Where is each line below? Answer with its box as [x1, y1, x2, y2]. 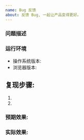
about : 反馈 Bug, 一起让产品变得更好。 [5, 12, 81, 17]
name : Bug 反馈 [5, 7, 36, 13]
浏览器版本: [12, 64, 37, 70]
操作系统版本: [12, 57, 41, 64]
